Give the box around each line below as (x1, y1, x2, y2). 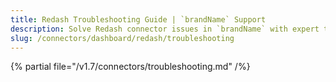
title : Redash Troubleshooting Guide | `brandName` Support (10, 14, 267, 25)
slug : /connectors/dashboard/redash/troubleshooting (10, 33, 235, 43)
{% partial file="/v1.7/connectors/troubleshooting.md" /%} (10, 61, 251, 73)
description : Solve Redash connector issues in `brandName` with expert (10, 24, 320, 34)
